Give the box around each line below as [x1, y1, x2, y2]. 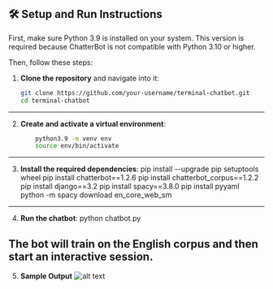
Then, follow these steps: [8, 57, 93, 67]
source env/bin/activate [35, 142, 119, 150]
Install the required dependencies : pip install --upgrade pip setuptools [19, 164, 259, 174]
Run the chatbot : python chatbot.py [19, 214, 141, 223]
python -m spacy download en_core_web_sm [19, 190, 172, 200]
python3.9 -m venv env [35, 134, 112, 143]
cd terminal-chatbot [19, 97, 90, 105]
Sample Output [19, 271, 73, 281]
